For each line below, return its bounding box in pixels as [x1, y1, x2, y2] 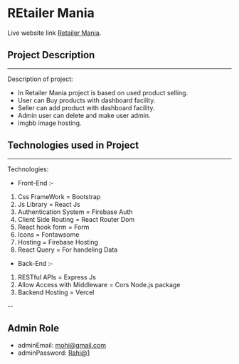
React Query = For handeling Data [17, 245, 118, 254]
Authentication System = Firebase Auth [17, 208, 133, 216]
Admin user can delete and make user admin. [17, 111, 151, 119]
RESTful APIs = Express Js [17, 272, 96, 282]
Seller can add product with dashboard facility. [17, 103, 155, 112]
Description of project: [7, 75, 73, 83]
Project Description [7, 49, 95, 61]
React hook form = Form [17, 223, 90, 231]
